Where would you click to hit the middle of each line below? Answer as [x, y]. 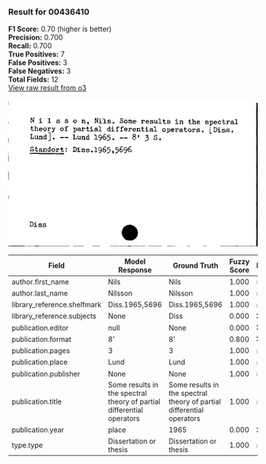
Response [135, 270]
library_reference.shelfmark [56, 304]
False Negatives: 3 [40, 71]
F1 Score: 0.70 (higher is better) [60, 29]
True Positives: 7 [36, 55]
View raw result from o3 [47, 88]
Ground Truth [196, 266]
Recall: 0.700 [30, 46]
